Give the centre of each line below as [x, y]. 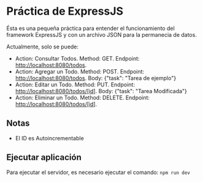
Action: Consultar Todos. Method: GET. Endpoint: [77, 58]
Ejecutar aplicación [44, 157]
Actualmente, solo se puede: [42, 47]
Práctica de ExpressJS [65, 11]
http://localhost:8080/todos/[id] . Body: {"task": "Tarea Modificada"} [101, 91]
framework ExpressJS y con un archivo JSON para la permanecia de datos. [102, 34]
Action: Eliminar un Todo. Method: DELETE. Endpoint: [82, 97]
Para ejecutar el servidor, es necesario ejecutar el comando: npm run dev [98, 172]
